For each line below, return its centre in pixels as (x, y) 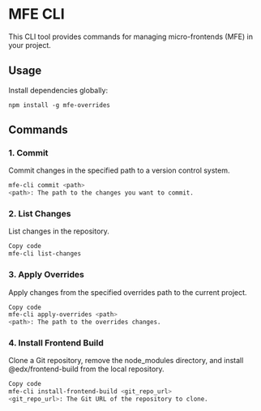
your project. (30, 45)
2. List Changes (40, 214)
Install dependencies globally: (58, 90)
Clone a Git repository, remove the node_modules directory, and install (126, 361)
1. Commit (28, 153)
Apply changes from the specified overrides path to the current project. (128, 292)
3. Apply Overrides (47, 275)
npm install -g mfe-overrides (60, 105)
